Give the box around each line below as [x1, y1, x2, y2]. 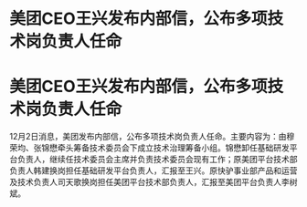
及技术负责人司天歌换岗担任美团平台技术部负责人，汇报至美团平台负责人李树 [9, 177, 298, 188]
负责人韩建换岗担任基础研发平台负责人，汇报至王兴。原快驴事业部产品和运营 [9, 165, 298, 176]
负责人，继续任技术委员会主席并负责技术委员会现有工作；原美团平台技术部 [16, 154, 298, 165]
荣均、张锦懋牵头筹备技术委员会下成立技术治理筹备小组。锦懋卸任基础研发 [9, 142, 290, 153]
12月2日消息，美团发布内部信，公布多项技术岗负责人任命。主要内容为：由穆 [9, 131, 295, 142]
